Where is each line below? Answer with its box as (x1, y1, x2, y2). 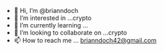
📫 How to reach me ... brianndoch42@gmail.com (13, 37, 157, 44)
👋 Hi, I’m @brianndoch (13, 7, 79, 14)
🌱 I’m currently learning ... (13, 21, 89, 29)
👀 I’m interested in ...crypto (13, 14, 92, 22)
